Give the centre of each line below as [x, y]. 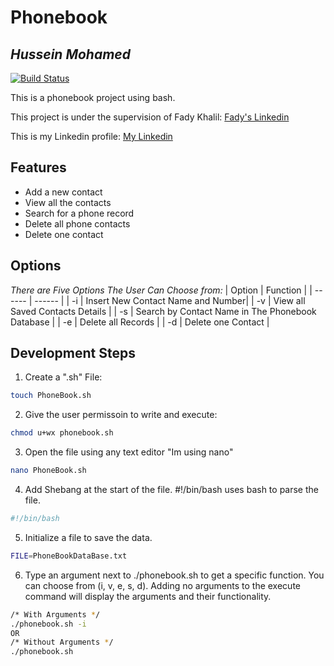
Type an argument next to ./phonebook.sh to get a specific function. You [174, 575]
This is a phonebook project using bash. [93, 97]
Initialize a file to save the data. [88, 537]
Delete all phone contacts [77, 223]
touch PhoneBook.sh [51, 396]
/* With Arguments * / [55, 614]
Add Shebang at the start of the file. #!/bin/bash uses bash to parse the [171, 490]
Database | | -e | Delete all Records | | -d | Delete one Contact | [140, 322]
